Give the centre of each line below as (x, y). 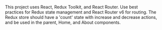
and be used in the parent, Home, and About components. (63, 22)
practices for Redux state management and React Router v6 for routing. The (81, 12)
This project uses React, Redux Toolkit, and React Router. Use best (72, 7)
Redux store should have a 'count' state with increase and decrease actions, (81, 17)
